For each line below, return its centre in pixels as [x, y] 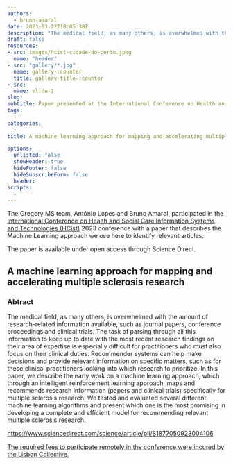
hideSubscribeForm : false [51, 174]
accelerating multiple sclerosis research [96, 282]
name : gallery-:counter [48, 71]
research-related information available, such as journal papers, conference [114, 324]
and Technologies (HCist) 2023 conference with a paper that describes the [114, 228]
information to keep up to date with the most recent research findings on [111, 339]
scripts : [20, 187]
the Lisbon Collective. [38, 454]
